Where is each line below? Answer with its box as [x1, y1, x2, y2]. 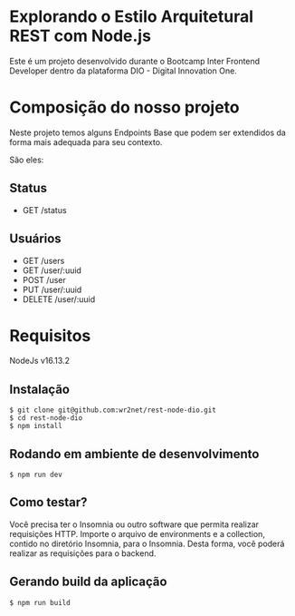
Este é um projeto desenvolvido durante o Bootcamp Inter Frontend [9, 55, 261, 66]
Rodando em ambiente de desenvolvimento [9, 446, 260, 462]
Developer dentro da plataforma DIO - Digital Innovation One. [9, 65, 237, 76]
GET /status [22, 204, 67, 215]
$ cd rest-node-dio [9, 414, 83, 423]
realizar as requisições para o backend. [9, 547, 157, 559]
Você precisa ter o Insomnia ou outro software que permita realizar [9, 519, 260, 530]
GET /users [22, 255, 65, 266]
